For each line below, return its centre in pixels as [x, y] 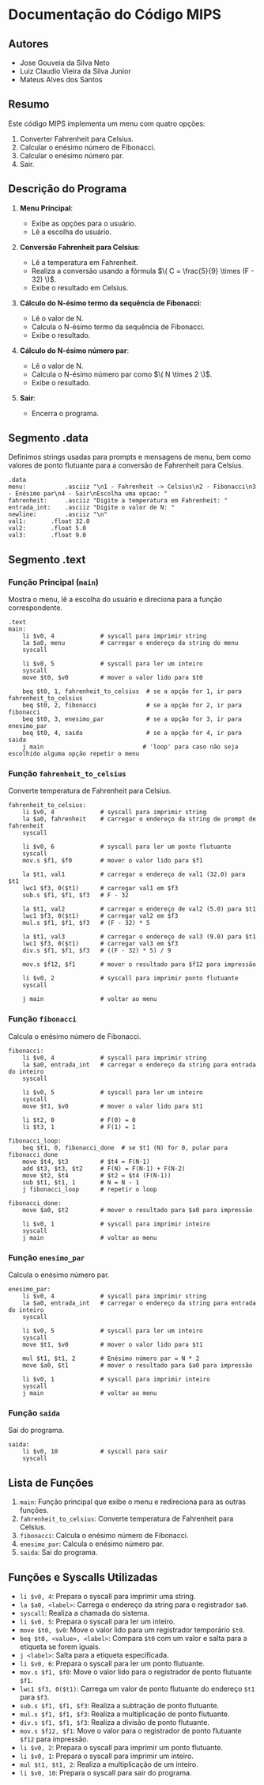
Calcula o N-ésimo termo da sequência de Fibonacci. [118, 327]
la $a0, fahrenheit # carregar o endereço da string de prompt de [140, 819]
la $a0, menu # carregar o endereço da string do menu [130, 643]
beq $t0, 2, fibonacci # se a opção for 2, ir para [132, 706]
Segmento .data [49, 438]
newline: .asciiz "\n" [58, 515]
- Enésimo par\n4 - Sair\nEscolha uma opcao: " [88, 494]
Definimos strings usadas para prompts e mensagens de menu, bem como [130, 457]
